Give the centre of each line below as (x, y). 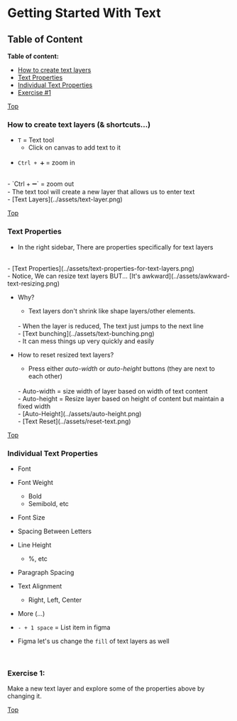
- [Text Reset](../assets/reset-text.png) (74, 421)
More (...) (31, 613)
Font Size (31, 517)
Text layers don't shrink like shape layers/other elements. (112, 311)
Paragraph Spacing (46, 572)
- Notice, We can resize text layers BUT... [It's (74, 276)
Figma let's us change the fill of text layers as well (93, 641)
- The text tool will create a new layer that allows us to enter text (101, 192)
